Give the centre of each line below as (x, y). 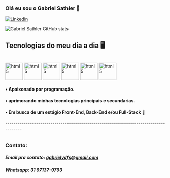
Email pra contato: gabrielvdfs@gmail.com (52, 157)
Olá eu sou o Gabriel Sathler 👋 (43, 8)
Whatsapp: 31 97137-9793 (34, 170)
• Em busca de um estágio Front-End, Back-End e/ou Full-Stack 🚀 (75, 112)
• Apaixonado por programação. (40, 89)
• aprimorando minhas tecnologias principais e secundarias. (70, 101)
